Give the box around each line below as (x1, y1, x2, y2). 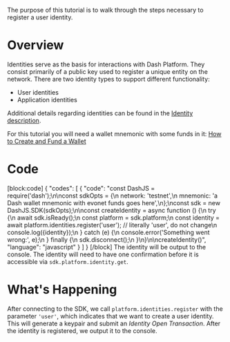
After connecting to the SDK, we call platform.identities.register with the (7, 304, 223, 313)
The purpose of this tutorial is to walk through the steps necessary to (7, 6, 204, 14)
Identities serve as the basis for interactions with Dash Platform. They (7, 60, 205, 68)
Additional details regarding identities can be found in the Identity (7, 108, 193, 117)
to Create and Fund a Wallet (7, 137, 86, 145)
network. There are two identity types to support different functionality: (7, 75, 210, 83)
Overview (7, 37, 64, 53)
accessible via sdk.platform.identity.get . (7, 257, 129, 265)
